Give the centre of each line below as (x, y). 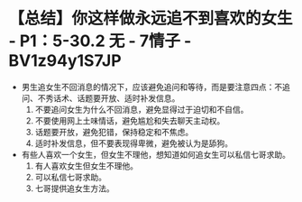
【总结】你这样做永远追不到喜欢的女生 (151, 18)
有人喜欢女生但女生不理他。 (87, 165)
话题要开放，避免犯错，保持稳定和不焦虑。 (114, 132)
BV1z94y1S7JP (65, 61)
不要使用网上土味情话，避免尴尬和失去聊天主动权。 (130, 120)
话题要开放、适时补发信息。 (128, 98)
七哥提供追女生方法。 (74, 188)
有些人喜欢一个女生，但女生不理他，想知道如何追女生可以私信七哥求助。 (156, 154)
